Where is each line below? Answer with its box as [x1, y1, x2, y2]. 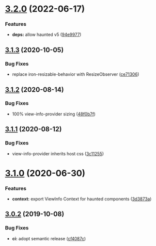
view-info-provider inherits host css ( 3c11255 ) [12, 150, 104, 156]
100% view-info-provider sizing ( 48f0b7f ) [12, 111, 96, 117]
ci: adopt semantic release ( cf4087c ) [12, 235, 86, 241]
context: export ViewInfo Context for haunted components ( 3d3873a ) [12, 196, 152, 202]
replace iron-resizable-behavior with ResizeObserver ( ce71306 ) [12, 71, 140, 77]
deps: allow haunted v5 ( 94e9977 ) [12, 32, 81, 37]
